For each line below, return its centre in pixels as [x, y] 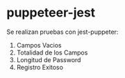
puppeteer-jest [51, 13]
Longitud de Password [49, 59]
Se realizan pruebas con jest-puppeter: [62, 32]
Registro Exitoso [40, 67]
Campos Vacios [39, 45]
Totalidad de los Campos [52, 52]
